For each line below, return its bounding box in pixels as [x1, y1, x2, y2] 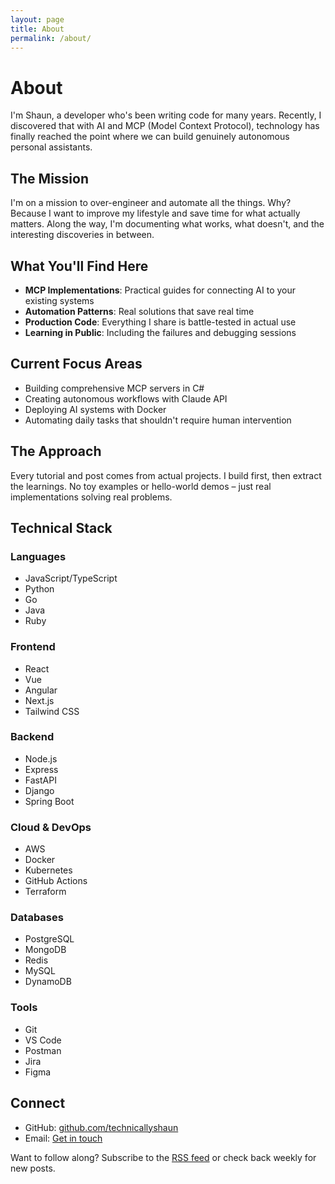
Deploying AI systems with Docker [24, 403, 167, 415]
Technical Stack [10, 519, 113, 536]
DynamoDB [24, 976, 72, 988]
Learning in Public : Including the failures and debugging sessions [24, 326, 297, 338]
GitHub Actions [24, 875, 88, 887]
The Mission [10, 170, 89, 187]
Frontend [10, 640, 56, 654]
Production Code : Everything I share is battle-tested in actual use [24, 316, 297, 328]
